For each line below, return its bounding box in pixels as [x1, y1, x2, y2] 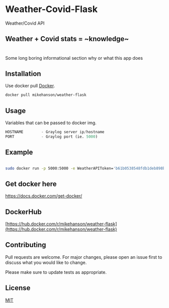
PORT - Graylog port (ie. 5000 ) [5, 134, 98, 139]
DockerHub [5, 208, 42, 216]
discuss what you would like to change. [5, 259, 87, 265]
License [5, 284, 31, 292]
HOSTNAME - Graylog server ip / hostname [5, 130, 105, 135]
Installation [5, 69, 41, 78]
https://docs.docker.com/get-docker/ [5, 193, 82, 199]
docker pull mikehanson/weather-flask [5, 92, 87, 97]
